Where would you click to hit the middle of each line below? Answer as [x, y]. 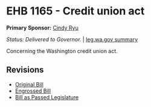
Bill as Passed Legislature [47, 97]
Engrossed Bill [33, 91]
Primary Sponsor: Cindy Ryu [42, 28]
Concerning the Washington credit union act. [62, 51]
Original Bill [29, 84]
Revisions [25, 70]
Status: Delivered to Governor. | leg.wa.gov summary [72, 39]
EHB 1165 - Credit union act [75, 11]
